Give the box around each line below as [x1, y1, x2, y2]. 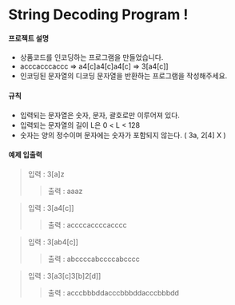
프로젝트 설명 [8, 34, 50, 43]
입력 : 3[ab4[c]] [27, 237, 78, 247]
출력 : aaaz [47, 186, 83, 196]
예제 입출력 [8, 150, 42, 160]
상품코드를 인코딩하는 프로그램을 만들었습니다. [19, 53, 164, 62]
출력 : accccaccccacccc [47, 220, 128, 229]
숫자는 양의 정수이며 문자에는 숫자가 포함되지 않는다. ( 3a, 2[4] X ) [19, 130, 226, 140]
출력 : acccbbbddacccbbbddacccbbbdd [47, 287, 180, 297]
